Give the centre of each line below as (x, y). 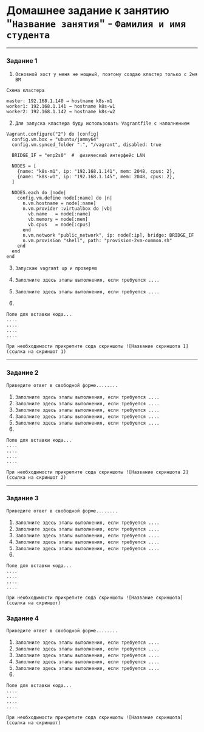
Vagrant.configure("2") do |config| (53, 134)
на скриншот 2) (47, 477)
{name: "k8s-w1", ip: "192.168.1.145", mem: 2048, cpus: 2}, (96, 177)
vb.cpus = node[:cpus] (59, 225)
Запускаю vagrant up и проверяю (56, 268)
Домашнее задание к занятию (88, 11)
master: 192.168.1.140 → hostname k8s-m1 (59, 101)
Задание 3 (22, 498)
